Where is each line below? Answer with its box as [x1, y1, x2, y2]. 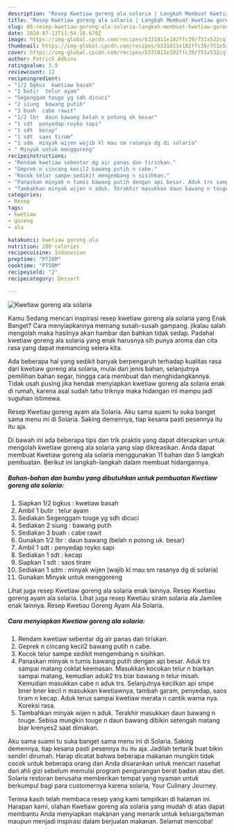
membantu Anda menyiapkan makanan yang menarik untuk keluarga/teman [8, 809, 224, 818]
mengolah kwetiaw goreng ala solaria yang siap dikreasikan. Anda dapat [8, 443, 215, 451]
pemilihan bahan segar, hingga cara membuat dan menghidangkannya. [8, 372, 211, 380]
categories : [8, 191, 42, 198]
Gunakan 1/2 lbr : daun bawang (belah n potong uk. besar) [17, 535, 185, 544]
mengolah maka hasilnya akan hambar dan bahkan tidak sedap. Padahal [8, 329, 215, 337]
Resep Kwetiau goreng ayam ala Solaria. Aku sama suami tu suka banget [8, 407, 216, 416]
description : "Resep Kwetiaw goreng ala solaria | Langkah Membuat [8, 10, 208, 17]
